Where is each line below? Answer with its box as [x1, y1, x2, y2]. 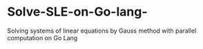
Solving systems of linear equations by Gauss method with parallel [7, 27, 197, 35]
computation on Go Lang [7, 33, 78, 42]
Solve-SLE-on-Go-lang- [7, 4, 148, 20]
